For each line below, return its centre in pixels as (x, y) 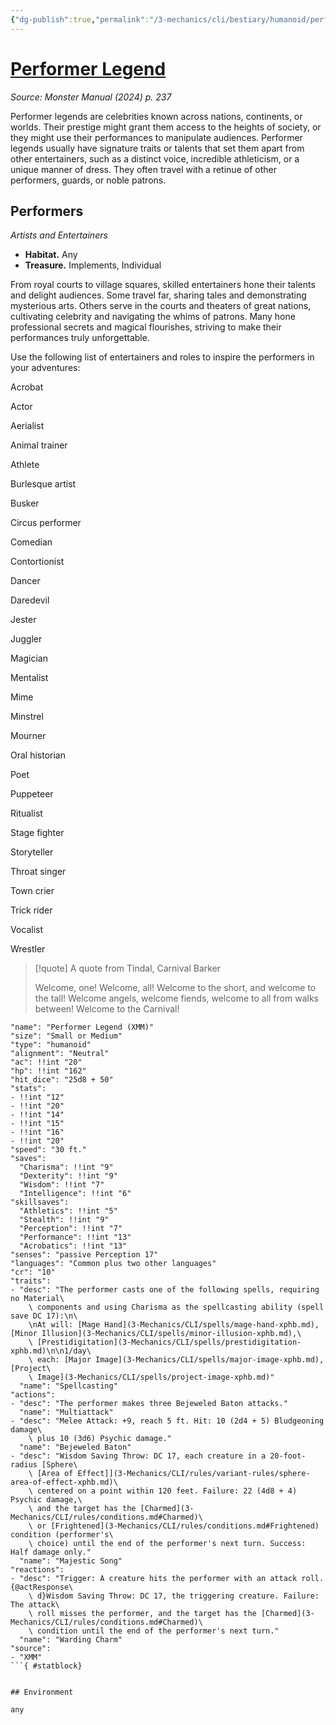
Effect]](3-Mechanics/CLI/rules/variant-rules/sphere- (194, 1474)
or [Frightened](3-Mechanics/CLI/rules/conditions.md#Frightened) (178, 1526)
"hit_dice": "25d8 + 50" (62, 1080)
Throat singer (38, 872)
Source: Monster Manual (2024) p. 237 (91, 97)
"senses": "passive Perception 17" (84, 1255)
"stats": (28, 1089)
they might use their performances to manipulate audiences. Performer (156, 137)
